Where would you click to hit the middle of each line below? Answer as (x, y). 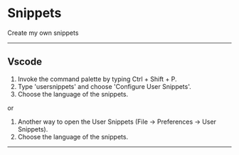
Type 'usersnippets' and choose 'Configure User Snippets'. (105, 86)
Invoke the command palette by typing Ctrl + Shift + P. (97, 79)
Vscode (25, 62)
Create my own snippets (43, 33)
